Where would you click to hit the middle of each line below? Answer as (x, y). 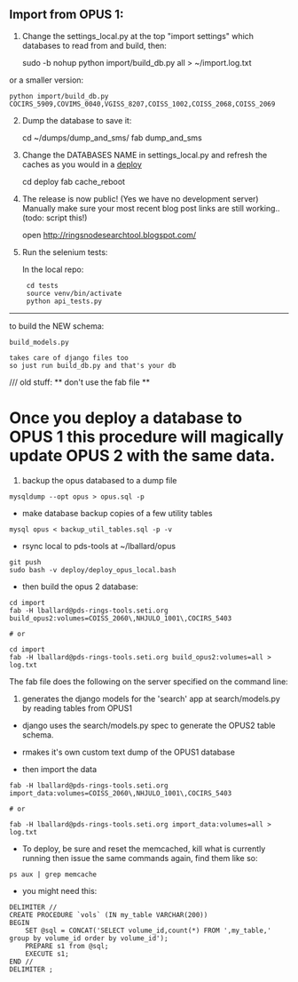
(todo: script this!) (55, 218)
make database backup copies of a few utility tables (117, 513)
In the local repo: (53, 269)
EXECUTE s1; (47, 954)
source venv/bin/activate (74, 293)
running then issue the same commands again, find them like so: (140, 858)
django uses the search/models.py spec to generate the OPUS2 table (149, 725)
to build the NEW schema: (57, 326)
